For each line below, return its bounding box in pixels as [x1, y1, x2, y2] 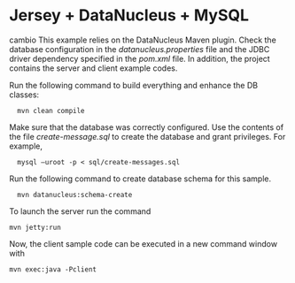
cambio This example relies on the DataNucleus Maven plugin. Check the [9, 34, 276, 45]
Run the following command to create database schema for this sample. [9, 173, 272, 184]
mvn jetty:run [9, 223, 62, 232]
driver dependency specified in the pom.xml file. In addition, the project [9, 53, 270, 64]
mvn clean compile [17, 106, 86, 115]
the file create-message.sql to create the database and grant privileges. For [9, 131, 286, 141]
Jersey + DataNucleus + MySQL [9, 5, 250, 26]
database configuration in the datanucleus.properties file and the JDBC [9, 43, 270, 54]
